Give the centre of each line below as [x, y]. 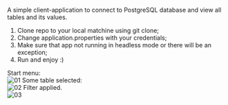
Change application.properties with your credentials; [92, 38]
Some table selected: [52, 80]
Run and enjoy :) [40, 60]
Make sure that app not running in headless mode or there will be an [114, 45]
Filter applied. [42, 87]
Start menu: [24, 73]
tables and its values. [37, 17]
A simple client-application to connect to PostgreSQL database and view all [114, 10]
